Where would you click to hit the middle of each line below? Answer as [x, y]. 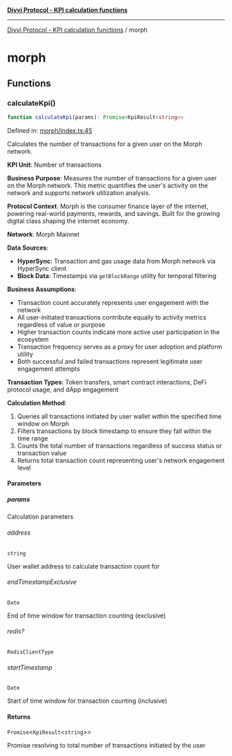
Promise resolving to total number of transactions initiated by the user [106, 746]
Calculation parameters [40, 517]
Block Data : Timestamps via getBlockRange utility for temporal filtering [117, 275]
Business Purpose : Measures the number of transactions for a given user [112, 178]
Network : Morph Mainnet [43, 234]
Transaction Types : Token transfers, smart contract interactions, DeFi [107, 382]
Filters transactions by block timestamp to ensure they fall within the [114, 431]
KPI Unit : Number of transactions [55, 165]
